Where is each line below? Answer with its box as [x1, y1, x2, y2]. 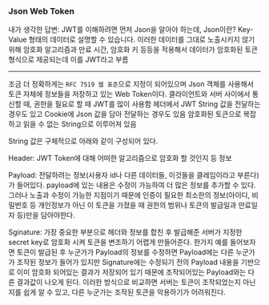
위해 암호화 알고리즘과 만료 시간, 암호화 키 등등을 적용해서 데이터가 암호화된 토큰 [8, 45, 259, 54]
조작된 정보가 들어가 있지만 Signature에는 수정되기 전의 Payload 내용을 [16, 258, 239, 267]
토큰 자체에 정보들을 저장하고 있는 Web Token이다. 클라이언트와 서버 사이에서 [8, 90, 251, 99]
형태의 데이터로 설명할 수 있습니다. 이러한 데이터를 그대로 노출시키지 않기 [28, 34, 255, 45]
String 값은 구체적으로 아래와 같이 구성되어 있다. [8, 136, 159, 146]
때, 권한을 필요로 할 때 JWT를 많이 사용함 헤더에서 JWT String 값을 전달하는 [22, 99, 261, 109]
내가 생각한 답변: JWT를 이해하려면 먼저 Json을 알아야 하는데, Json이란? [8, 25, 236, 34]
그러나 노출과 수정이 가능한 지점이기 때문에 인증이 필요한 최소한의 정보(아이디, [8, 191, 251, 200]
